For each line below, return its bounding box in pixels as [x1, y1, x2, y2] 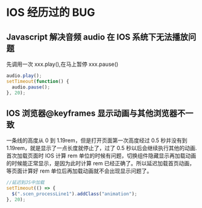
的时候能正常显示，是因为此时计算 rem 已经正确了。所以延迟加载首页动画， [6, 160, 195, 167]
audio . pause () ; [12, 84, 50, 90]
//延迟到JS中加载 [6, 179, 44, 186]
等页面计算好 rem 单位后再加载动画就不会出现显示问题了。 [6, 167, 153, 174]
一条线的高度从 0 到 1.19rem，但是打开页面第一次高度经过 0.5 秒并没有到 [6, 137, 187, 144]
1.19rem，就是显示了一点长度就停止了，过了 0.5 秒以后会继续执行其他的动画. [6, 145, 197, 152]
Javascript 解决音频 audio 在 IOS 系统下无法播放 [6, 32, 189, 42]
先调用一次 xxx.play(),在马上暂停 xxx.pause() [6, 60, 119, 68]
